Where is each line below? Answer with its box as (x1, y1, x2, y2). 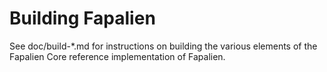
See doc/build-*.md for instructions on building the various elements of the (9, 40, 318, 52)
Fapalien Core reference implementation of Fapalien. (9, 50, 226, 62)
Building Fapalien (9, 7, 156, 30)
